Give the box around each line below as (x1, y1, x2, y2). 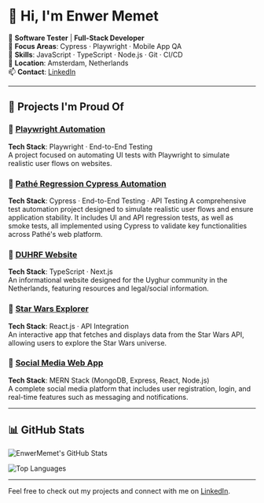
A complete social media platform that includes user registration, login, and (8, 383, 251, 393)
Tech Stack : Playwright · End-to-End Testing (8, 142, 153, 151)
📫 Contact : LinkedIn (8, 67, 76, 76)
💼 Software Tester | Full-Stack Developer (8, 33, 145, 43)
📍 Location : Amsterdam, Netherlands (8, 58, 129, 68)
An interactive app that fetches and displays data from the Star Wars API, (8, 330, 245, 339)
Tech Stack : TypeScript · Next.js (8, 267, 113, 276)
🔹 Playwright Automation (8, 124, 106, 135)
